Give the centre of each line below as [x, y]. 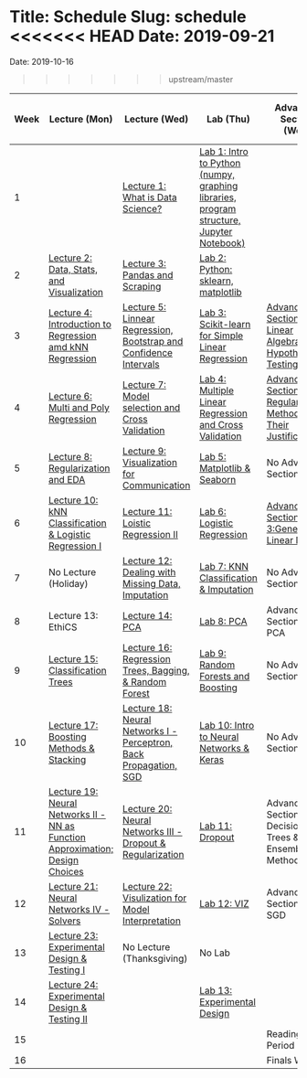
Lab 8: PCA [224, 621]
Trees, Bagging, [156, 670]
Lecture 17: [74, 725]
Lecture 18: [147, 708]
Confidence [148, 352]
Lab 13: [216, 990]
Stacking [68, 759]
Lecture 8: [71, 456]
